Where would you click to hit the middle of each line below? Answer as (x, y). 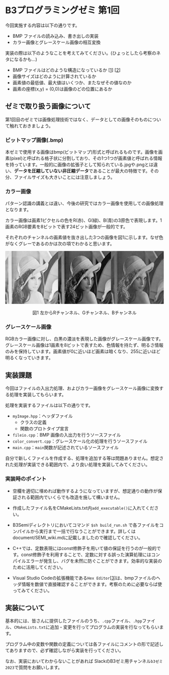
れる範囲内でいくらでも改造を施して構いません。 (72, 497)
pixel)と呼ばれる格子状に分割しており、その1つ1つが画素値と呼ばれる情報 (87, 158)
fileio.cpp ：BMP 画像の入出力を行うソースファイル (67, 435)
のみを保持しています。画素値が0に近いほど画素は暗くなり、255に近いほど (83, 351)
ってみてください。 (32, 590)
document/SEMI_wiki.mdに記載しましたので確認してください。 (78, 537)
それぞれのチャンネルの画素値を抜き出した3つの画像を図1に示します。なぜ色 (84, 237)
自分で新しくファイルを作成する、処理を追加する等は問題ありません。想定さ (84, 458)
